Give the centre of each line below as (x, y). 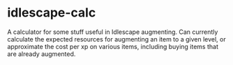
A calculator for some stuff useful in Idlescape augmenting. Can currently (113, 32)
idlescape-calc (52, 13)
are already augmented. (42, 54)
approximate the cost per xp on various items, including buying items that (113, 46)
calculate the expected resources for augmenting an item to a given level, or (116, 39)
